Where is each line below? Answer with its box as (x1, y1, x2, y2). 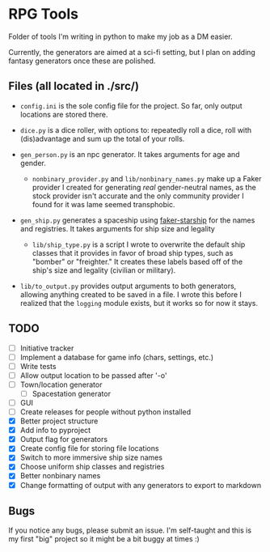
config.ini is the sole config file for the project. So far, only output (19, 100, 243, 110)
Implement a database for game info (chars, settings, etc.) (19, 352, 214, 362)
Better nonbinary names (19, 471, 101, 481)
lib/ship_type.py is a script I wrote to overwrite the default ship (32, 240, 246, 249)
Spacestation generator (32, 389, 112, 398)
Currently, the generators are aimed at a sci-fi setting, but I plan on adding (8, 47, 256, 57)
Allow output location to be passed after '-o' (19, 370, 167, 380)
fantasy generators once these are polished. (8, 56, 156, 66)
